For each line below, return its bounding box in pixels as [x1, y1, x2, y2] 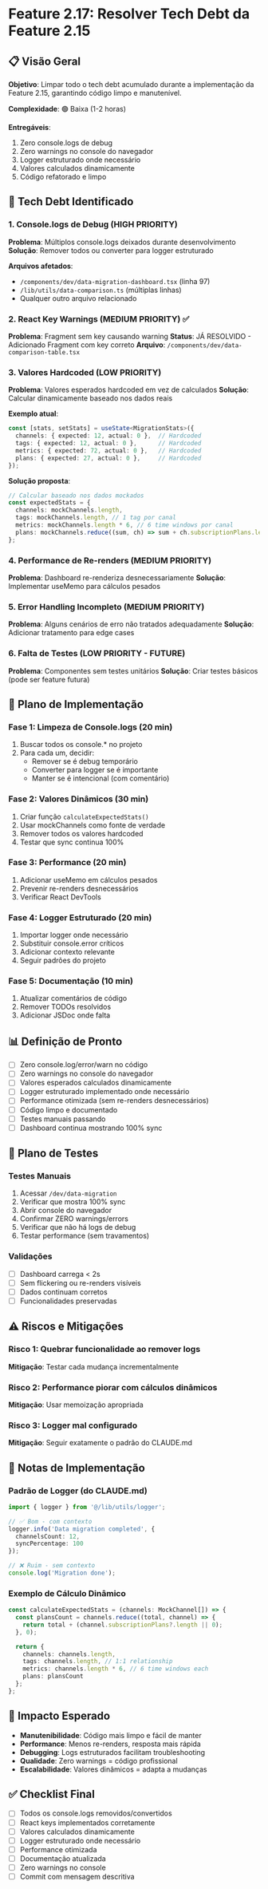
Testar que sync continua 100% [19, 837, 124, 847]
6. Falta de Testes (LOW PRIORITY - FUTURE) [8, 648, 186, 659]
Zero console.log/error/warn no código [19, 1060, 148, 1069]
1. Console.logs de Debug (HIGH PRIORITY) [8, 219, 178, 230]
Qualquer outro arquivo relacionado [19, 293, 137, 303]
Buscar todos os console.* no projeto [19, 740, 143, 749]
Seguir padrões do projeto [19, 955, 106, 966]
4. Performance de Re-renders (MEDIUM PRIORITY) [8, 555, 212, 566]
